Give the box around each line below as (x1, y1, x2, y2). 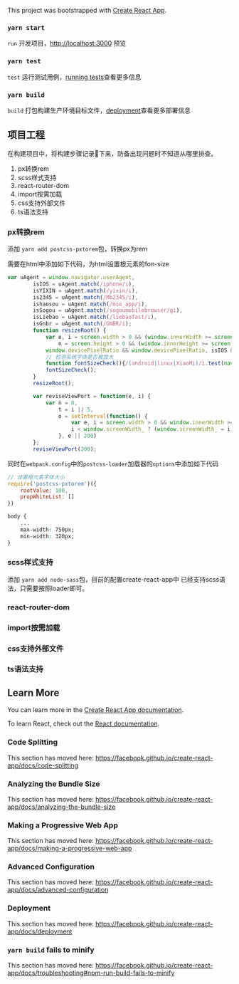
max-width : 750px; (20, 526, 75, 533)
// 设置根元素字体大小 (7, 473, 65, 481)
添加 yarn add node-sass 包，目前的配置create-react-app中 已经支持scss (7, 575, 220, 583)
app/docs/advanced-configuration (7, 886, 109, 894)
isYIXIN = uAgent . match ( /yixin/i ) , (33, 287, 139, 294)
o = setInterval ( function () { (58, 412, 148, 419)
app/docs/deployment (7, 927, 73, 936)
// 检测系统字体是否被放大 (45, 353, 114, 360)
